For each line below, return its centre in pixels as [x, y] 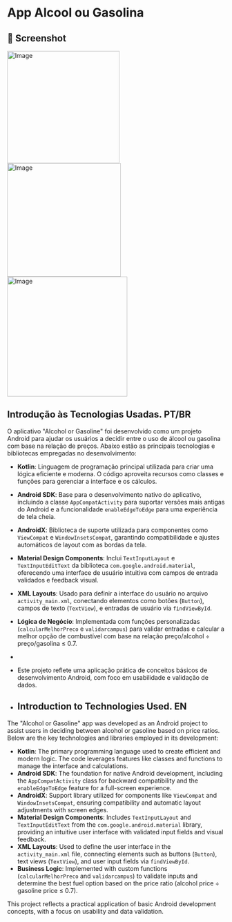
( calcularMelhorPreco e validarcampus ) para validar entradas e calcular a [120, 629]
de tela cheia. [36, 516]
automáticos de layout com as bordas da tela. [82, 545]
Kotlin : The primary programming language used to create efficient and [119, 751]
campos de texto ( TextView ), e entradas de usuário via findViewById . [115, 608]
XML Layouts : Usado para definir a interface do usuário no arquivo [113, 593]
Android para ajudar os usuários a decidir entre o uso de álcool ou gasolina [114, 438]
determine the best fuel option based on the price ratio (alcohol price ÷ [118, 883]
